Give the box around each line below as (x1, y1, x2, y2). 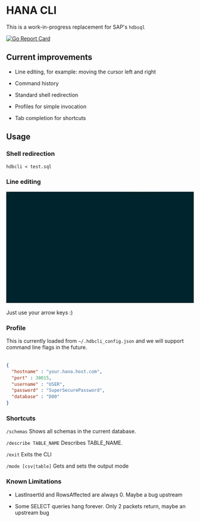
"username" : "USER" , (11, 381, 65, 387)
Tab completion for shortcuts (14, 114, 86, 121)
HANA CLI (6, 4, 57, 17)
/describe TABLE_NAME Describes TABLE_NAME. (6, 440, 123, 447)
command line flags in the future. (6, 344, 87, 351)
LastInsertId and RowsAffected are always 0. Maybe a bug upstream (14, 491, 183, 498)
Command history (14, 79, 59, 87)
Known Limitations (6, 477, 62, 486)
